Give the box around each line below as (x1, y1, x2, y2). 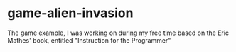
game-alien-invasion (7, 5, 134, 21)
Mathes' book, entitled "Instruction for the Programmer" (7, 36, 171, 44)
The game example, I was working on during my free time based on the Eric (7, 28, 230, 37)
